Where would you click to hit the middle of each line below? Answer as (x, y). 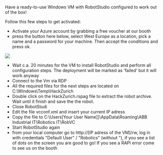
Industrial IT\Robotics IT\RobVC (44, 122)
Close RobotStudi (29, 107)
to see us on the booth (35, 148)
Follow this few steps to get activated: (43, 22)
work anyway (26, 76)
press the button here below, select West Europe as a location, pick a (81, 36)
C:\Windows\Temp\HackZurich (43, 91)
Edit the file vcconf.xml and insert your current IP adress (68, 112)
